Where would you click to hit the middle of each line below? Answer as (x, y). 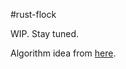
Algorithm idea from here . (63, 53)
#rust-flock (33, 14)
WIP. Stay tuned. (44, 33)
